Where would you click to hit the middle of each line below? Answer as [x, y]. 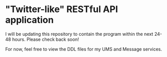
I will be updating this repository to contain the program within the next [79, 34]
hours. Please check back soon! [45, 39]
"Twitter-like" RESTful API [62, 9]
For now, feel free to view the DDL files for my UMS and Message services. [84, 49]
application [30, 20]
